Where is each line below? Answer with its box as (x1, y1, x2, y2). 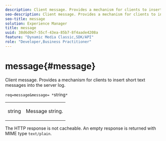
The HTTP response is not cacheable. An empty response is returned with (5, 125, 157, 131)
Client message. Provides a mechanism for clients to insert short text (5, 77, 145, 83)
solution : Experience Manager (5, 21, 68, 26)
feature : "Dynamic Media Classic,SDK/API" (5, 35, 94, 40)
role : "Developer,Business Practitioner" (5, 39, 92, 44)
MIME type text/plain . (5, 130, 52, 136)
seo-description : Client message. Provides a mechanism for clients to (5, 12, 156, 17)
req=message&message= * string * (5, 92, 68, 98)
